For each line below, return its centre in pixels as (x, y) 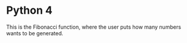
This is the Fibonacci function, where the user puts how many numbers (93, 27)
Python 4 (29, 10)
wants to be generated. (35, 33)
